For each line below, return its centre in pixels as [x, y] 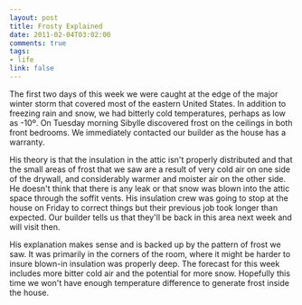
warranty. [27, 142]
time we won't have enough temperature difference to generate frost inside [149, 282]
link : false [32, 69]
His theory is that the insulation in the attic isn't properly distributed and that [151, 159]
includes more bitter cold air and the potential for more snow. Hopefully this [150, 273]
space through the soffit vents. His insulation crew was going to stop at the [149, 198]
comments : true [38, 43]
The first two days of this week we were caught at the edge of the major [144, 94]
